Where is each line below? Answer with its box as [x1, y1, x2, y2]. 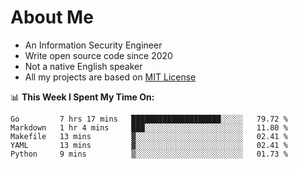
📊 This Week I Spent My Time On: [10, 91, 155, 103]
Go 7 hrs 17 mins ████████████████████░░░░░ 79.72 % [10, 114, 288, 124]
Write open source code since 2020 [24, 49, 173, 61]
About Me [10, 6, 94, 29]
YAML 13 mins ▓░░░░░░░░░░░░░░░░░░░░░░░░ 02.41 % [10, 140, 288, 150]
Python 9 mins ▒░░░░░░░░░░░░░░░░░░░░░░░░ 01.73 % [10, 149, 288, 159]
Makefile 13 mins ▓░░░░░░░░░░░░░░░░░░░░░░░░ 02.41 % [10, 131, 288, 141]
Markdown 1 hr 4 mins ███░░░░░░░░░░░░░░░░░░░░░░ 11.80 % [10, 122, 288, 133]
